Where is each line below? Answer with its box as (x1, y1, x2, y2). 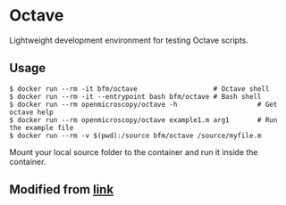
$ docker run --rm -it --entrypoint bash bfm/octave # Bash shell (9, 92, 262, 101)
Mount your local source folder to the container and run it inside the (9, 146, 258, 157)
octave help (9, 108, 54, 117)
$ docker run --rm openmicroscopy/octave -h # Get (9, 100, 278, 109)
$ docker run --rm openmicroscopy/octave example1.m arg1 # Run (9, 115, 278, 125)
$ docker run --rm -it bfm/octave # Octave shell (9, 84, 270, 94)
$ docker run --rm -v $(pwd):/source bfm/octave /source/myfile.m (9, 131, 262, 140)
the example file (9, 123, 74, 132)
